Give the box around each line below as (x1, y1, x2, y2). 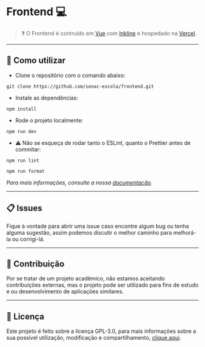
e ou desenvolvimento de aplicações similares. (6, 288, 124, 295)
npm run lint (6, 157, 40, 164)
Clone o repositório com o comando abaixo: (15, 71, 126, 79)
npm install (6, 106, 37, 112)
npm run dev (6, 128, 37, 134)
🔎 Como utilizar (6, 56, 66, 66)
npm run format (6, 168, 45, 174)
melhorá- (173, 228, 196, 236)
